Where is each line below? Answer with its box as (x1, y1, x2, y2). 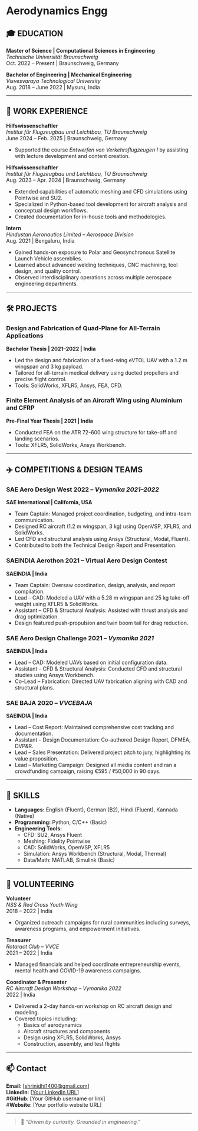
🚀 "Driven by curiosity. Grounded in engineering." (20, 1118, 140, 1125)
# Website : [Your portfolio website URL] (6, 1101, 102, 1108)
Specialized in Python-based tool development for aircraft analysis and (14, 200, 187, 208)
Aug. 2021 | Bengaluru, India (6, 237, 75, 244)
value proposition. (14, 755, 59, 762)
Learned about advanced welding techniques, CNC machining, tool (14, 261, 178, 268)
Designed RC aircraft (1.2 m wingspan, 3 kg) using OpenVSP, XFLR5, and (14, 523, 192, 530)
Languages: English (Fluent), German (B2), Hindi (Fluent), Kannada (14, 806, 179, 813)
